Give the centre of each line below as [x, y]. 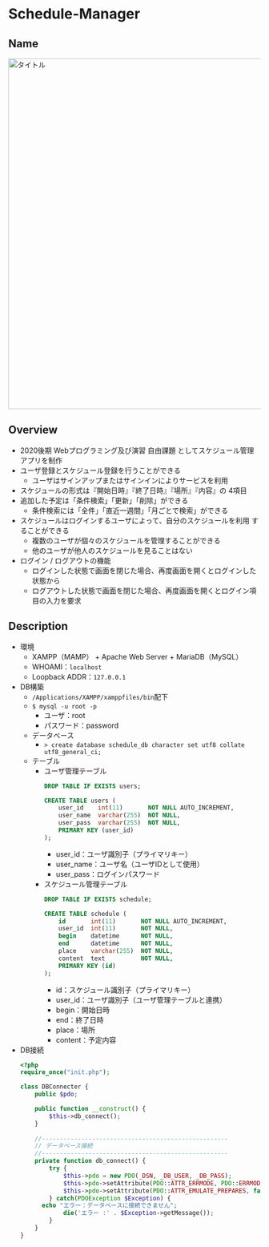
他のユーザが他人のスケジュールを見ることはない [112, 551]
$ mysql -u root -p [64, 706]
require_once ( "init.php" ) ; [65, 1072]
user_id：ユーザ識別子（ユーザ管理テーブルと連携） [141, 999]
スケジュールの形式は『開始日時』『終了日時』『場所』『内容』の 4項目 [133, 490]
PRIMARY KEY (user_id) [96, 830]
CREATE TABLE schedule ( [85, 914]
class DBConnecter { [54, 1087]
